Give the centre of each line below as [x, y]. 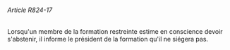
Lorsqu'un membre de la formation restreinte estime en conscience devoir [115, 32]
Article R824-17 [30, 10]
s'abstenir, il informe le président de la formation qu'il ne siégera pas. [108, 39]
